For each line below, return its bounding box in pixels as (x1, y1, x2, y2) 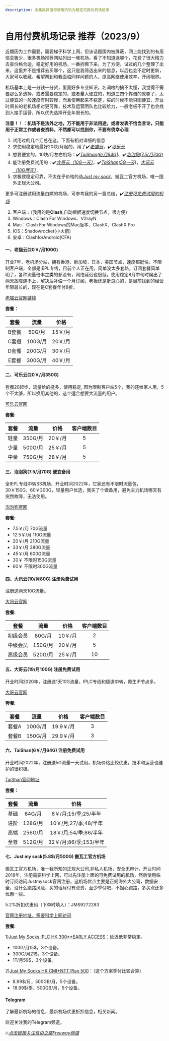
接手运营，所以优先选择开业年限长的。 (14, 109, 94, 115)
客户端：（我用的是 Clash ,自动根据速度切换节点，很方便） (12, 209, 130, 215)
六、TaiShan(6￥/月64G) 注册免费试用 (5, 747, 85, 754)
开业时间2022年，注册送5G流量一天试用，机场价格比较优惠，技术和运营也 (5, 759, 159, 765)
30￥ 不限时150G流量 (12, 557, 57, 563)
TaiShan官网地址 (5, 776, 40, 782)
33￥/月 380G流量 (12, 544, 50, 550)
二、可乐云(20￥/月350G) (5, 372, 59, 378)
